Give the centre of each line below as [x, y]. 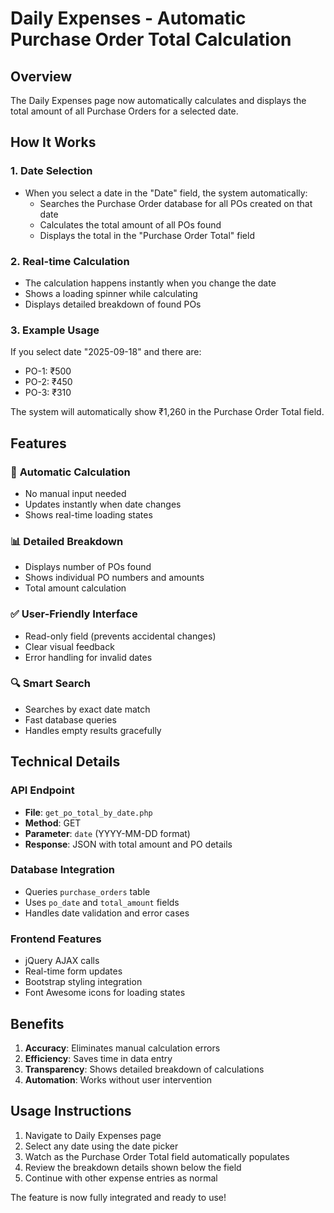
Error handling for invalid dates [88, 657]
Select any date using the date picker [101, 1146]
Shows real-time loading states [88, 514]
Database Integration [62, 870]
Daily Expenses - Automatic [128, 18]
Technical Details [65, 762]
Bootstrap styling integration [83, 982]
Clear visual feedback [69, 646]
